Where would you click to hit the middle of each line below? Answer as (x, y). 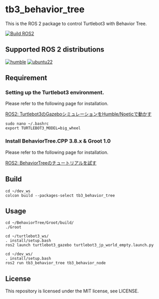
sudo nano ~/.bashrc (27, 124)
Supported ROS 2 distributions (55, 50)
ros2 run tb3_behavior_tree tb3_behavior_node (56, 263)
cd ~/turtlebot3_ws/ (27, 236)
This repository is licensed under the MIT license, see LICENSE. (72, 291)
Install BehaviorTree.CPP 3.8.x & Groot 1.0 (58, 141)
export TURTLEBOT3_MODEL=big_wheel (43, 128)
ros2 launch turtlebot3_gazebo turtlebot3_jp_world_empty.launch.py (79, 245)
